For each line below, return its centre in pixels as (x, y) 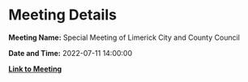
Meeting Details (63, 15)
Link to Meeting (35, 69)
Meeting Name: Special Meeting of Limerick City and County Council (124, 37)
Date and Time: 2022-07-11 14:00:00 (71, 53)
